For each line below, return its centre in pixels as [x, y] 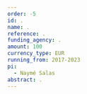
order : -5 [22, 14]
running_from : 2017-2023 [44, 60]
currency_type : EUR [36, 54]
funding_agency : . [34, 40]
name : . [19, 27]
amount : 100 [25, 47]
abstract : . [25, 80]
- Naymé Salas [34, 73]
